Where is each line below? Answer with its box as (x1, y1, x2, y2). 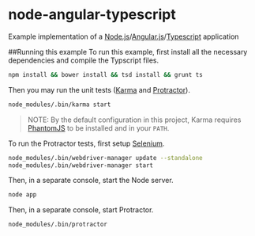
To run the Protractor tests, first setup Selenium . (8, 139, 165, 148)
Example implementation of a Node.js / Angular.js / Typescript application (8, 32, 239, 41)
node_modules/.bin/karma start (8, 101, 111, 108)
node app (8, 191, 37, 199)
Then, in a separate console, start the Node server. (8, 176, 174, 185)
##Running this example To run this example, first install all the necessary (8, 47, 248, 56)
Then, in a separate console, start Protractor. (8, 205, 154, 215)
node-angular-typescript (8, 6, 176, 24)
